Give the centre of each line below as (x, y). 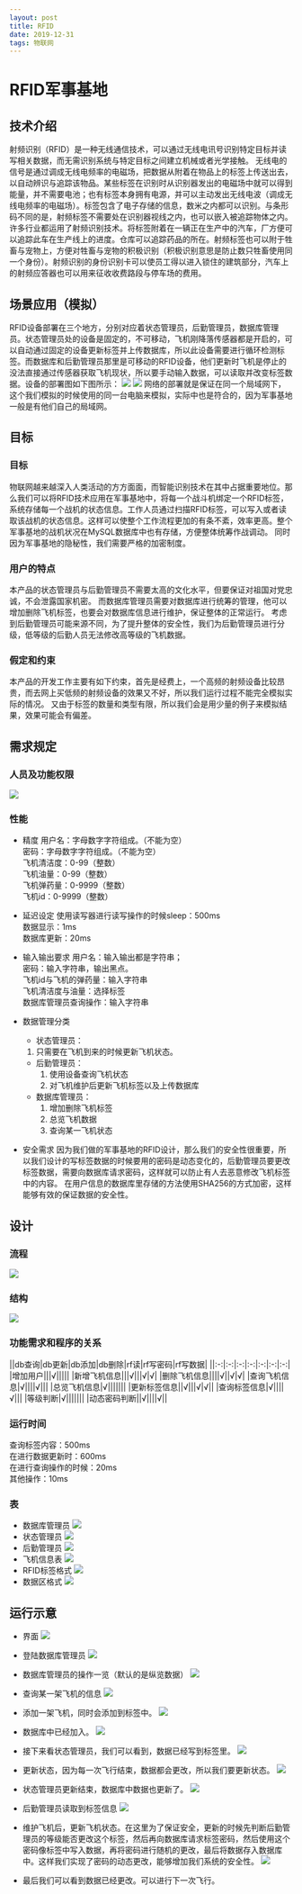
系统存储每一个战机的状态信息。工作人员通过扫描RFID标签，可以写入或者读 (148, 509)
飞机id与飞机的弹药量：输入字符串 (85, 980)
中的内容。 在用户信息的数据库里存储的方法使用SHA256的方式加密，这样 (157, 1184)
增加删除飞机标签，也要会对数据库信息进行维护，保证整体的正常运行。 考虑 (148, 612)
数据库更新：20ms (57, 938)
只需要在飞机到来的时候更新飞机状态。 (107, 1052)
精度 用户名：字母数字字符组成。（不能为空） (104, 840)
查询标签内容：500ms (50, 1445)
